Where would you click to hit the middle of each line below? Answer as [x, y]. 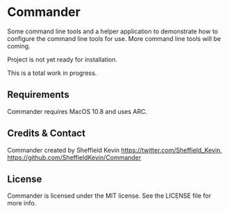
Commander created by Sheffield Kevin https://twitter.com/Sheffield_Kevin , [114, 150]
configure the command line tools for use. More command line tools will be [114, 38]
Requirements [38, 95]
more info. [22, 203]
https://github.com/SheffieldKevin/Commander [74, 157]
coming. [19, 46]
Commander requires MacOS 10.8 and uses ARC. [77, 111]
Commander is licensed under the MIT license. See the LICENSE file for [109, 196]
